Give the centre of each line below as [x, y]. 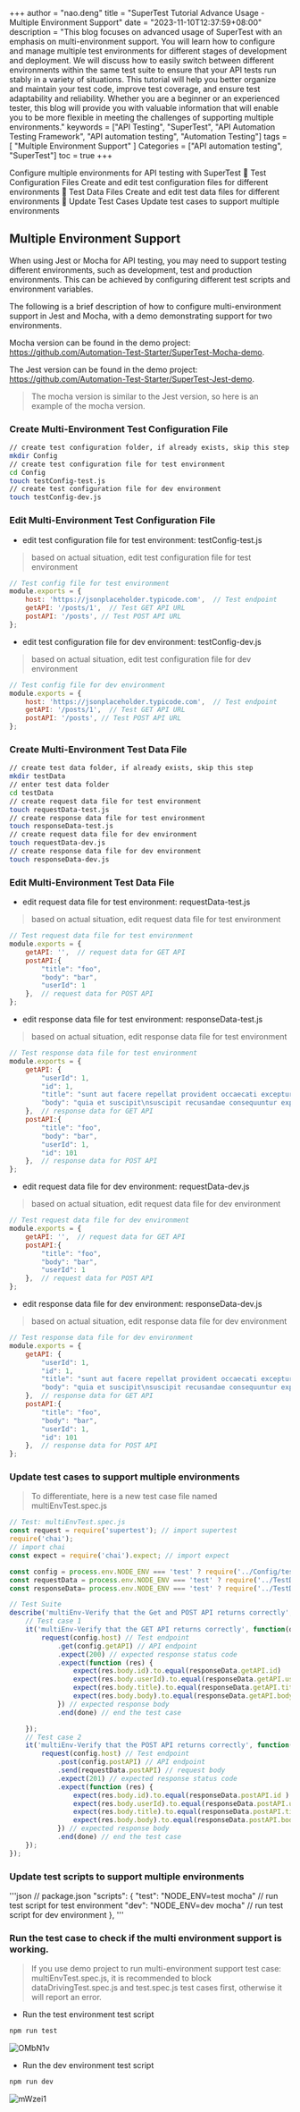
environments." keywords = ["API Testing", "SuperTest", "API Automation [142, 127]
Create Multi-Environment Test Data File [98, 749]
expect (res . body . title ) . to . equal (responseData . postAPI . [179, 1812]
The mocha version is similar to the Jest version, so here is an [145, 396]
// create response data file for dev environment [105, 852]
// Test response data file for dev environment [101, 1337]
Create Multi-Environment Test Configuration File [119, 428]
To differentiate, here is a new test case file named [124, 1497]
